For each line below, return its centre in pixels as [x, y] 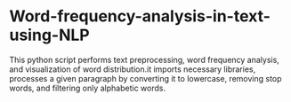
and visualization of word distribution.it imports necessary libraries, [133, 69]
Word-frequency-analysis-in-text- [140, 16]
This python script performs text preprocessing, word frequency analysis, [145, 59]
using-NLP [50, 35]
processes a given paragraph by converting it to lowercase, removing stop [145, 78]
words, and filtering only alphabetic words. [88, 88]
